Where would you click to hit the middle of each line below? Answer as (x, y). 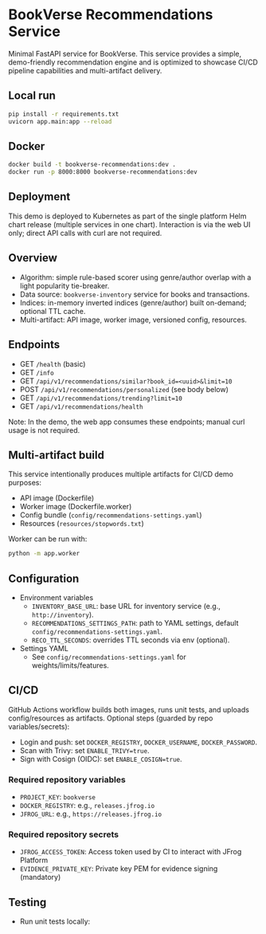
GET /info (37, 372)
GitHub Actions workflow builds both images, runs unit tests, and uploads (129, 709)
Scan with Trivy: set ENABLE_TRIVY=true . (84, 750)
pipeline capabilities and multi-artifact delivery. (85, 70)
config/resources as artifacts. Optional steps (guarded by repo (111, 718)
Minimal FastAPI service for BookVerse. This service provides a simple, (125, 53)
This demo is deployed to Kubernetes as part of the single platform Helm (127, 216)
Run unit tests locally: (55, 921)
